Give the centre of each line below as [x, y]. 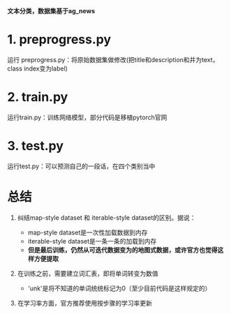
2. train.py [38, 97]
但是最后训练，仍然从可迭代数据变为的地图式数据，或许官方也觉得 [122, 250]
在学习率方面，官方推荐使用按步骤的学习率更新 [84, 303]
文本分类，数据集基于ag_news [51, 11]
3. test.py [36, 146]
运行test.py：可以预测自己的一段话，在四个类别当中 [81, 166]
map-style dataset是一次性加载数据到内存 [88, 232]
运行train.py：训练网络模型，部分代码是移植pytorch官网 [87, 117]
